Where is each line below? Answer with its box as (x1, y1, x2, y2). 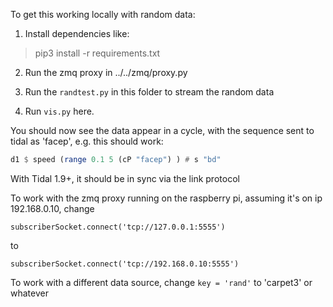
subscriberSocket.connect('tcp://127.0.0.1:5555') (10, 222, 226, 232)
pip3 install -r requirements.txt (34, 47, 161, 59)
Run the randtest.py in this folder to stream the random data (24, 86, 275, 98)
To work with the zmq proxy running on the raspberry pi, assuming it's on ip (10, 192, 323, 204)
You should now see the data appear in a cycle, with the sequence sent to (10, 125, 315, 136)
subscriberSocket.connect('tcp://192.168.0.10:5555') (10, 259, 240, 269)
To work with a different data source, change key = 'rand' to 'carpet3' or (10, 276, 313, 288)
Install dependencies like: (24, 28, 130, 39)
